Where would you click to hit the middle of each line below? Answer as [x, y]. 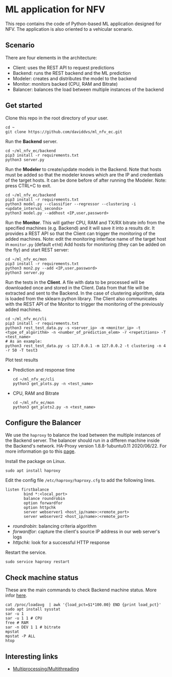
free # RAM [17, 623]
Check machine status [42, 578]
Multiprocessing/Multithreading [46, 669]
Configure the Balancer [43, 423]
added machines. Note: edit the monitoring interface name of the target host [86, 239]
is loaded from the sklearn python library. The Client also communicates [81, 298]
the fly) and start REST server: [37, 249]
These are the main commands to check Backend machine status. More [81, 590]
